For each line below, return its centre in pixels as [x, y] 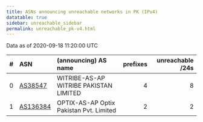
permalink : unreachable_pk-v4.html [51, 29]
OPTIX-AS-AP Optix [86, 103]
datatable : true [27, 17]
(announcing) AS [82, 61]
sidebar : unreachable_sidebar [44, 23]
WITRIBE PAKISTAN [85, 86]
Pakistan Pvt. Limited [86, 111]
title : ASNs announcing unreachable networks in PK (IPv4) [82, 12]
